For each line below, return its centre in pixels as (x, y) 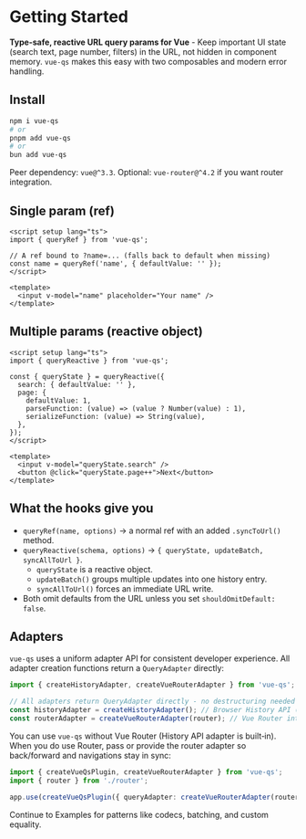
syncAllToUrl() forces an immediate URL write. (125, 588)
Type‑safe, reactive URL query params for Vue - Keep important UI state (148, 42)
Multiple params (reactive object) (106, 332)
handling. (27, 71)
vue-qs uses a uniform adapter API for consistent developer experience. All (150, 658)
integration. (31, 182)
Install (27, 100)
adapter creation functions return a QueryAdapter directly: (117, 668)
